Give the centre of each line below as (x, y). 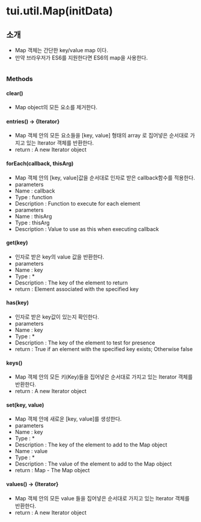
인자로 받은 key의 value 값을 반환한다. (59, 257)
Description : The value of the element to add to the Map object (93, 464)
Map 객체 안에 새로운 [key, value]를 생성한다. (68, 419)
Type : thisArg (32, 223)
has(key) (17, 303)
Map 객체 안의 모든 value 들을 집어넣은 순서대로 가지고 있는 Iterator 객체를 (102, 498)
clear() (15, 93)
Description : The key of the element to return (71, 283)
